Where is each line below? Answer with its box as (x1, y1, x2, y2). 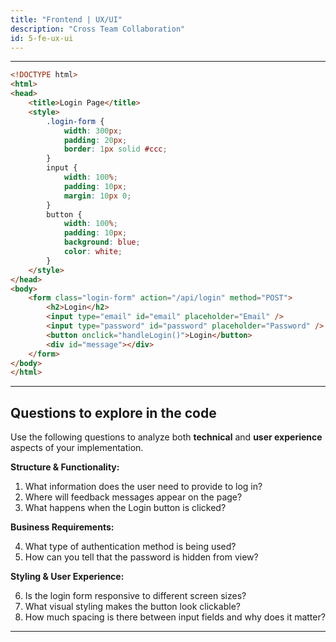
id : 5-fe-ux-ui (10, 33, 74, 43)
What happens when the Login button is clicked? (24, 502, 227, 514)
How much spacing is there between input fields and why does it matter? (24, 611, 326, 623)
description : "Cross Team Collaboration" (10, 24, 186, 34)
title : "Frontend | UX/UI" (10, 14, 123, 25)
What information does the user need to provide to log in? (24, 481, 263, 493)
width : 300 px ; (63, 126, 123, 136)
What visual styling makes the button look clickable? (24, 601, 241, 613)
